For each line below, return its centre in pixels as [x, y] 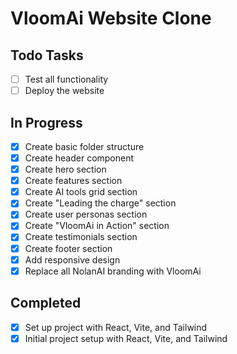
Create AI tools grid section [81, 192]
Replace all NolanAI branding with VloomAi [113, 271]
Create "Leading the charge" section [100, 203]
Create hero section [65, 169]
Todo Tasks [47, 55]
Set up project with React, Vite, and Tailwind [116, 327]
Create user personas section [86, 214]
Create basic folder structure [84, 146]
